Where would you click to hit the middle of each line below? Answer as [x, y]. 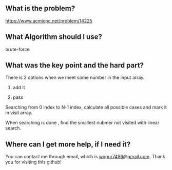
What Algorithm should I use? [54, 37]
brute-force [17, 49]
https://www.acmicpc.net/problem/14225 [49, 20]
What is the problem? [40, 8]
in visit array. [19, 113]
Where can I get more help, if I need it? [68, 144]
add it [19, 88]
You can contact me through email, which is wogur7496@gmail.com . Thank [85, 157]
